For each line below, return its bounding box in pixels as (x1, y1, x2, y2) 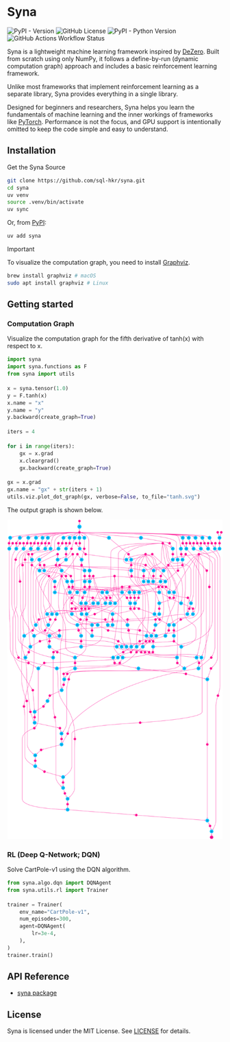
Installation (7, 145, 56, 156)
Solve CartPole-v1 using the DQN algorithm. (7, 865, 131, 874)
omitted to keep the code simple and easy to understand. (7, 125, 168, 133)
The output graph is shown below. (7, 505, 103, 514)
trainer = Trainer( (7, 901, 63, 908)
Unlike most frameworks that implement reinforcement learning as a (7, 82, 199, 90)
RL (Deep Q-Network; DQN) (7, 849, 101, 859)
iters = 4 (7, 428, 36, 435)
